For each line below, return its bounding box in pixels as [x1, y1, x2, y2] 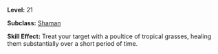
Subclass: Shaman [7, 19, 61, 27]
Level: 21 [7, 6, 33, 14]
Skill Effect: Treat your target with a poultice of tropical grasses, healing [7, 32, 212, 40]
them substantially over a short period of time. [7, 40, 138, 47]
